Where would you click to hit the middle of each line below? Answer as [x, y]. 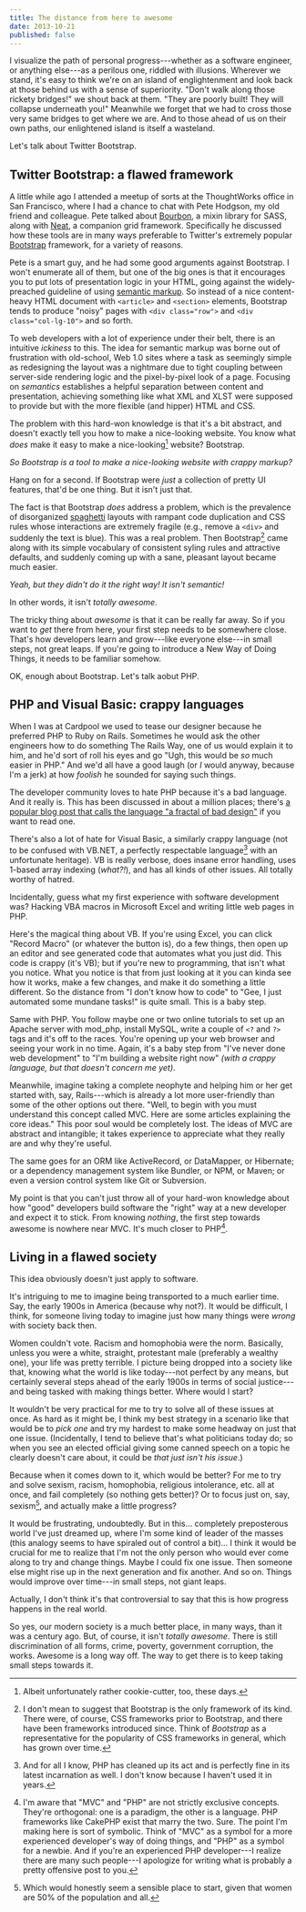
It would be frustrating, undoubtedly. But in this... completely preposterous [149, 1524]
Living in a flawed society [83, 1257]
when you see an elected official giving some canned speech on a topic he [150, 1448]
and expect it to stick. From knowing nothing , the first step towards [135, 1217]
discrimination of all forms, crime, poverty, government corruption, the [142, 1646]
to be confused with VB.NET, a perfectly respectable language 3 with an [143, 849]
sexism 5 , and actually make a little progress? [93, 1505]
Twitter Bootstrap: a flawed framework [122, 174]
